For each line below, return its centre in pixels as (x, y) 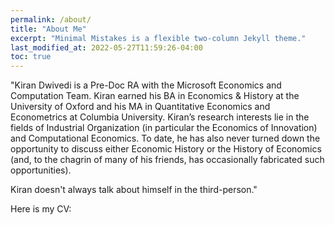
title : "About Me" (48, 29)
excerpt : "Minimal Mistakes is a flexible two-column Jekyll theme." (158, 38)
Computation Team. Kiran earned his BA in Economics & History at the (155, 96)
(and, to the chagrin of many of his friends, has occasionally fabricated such (167, 160)
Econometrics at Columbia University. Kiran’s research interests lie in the (160, 117)
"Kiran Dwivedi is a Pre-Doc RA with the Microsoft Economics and (146, 85)
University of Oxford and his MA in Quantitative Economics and (140, 107)
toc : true (31, 57)
